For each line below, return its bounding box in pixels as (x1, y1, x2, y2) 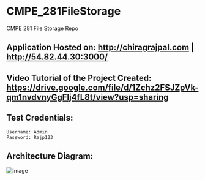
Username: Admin (6, 129, 48, 135)
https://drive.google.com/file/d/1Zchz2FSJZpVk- (6, 82, 199, 92)
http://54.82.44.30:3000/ (6, 52, 108, 62)
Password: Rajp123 (6, 134, 53, 140)
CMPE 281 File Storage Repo (6, 24, 78, 32)
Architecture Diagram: (6, 151, 94, 161)
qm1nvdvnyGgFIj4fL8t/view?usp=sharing (6, 92, 169, 102)
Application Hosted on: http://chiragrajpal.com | (6, 42, 195, 53)
